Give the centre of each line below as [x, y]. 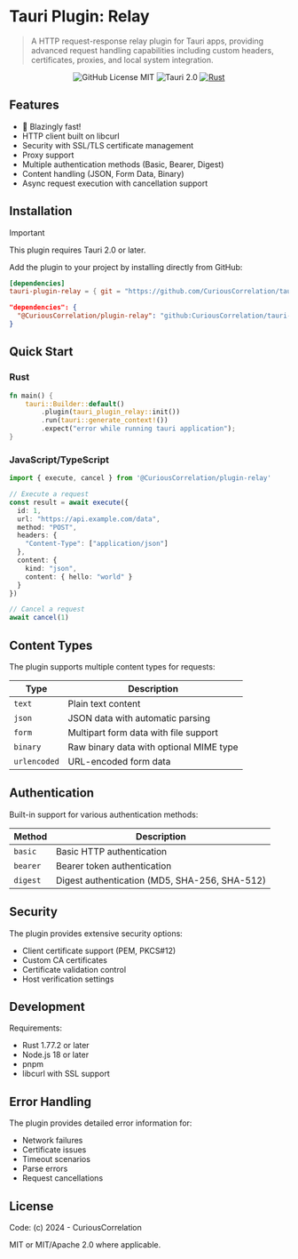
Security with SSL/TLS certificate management [108, 145]
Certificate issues [54, 1150]
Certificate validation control [74, 969]
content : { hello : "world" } [79, 577]
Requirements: [35, 1028]
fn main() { [31, 396]
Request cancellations [63, 1178]
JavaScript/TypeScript [59, 460]
